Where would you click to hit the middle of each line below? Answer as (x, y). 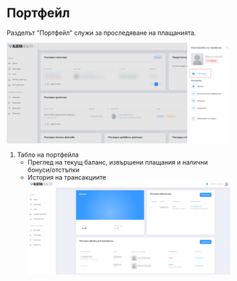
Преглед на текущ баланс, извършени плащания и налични (118, 162)
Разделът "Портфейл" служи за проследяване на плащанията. (101, 33)
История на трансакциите (67, 177)
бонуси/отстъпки (53, 170)
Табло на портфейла (48, 155)
